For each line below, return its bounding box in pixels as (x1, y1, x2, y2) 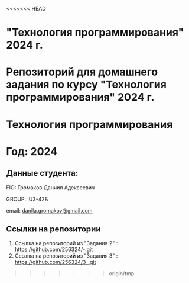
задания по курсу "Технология (6, 78, 167, 91)
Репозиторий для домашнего (6, 65, 158, 79)
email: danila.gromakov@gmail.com (6, 207, 93, 214)
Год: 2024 (6, 144, 58, 158)
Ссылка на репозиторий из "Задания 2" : (14, 240, 118, 247)
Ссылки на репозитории (6, 224, 101, 234)
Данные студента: (6, 168, 79, 178)
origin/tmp (109, 270, 135, 277)
